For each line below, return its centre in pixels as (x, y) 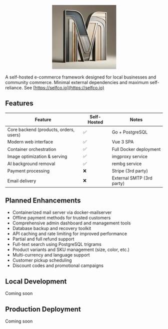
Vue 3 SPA (123, 142)
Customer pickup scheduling (42, 260)
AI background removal (31, 164)
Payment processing (28, 171)
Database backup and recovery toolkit (52, 228)
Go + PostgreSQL (130, 132)
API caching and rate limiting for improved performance (70, 234)
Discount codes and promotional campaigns (58, 265)
